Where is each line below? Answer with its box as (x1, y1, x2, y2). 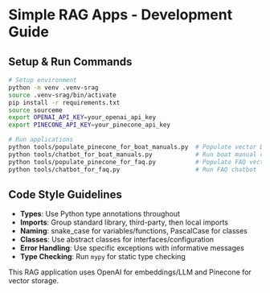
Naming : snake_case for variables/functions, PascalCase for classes (19, 226, 247, 236)
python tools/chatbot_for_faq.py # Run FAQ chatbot (8, 165, 257, 174)
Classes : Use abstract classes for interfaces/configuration (19, 235, 215, 245)
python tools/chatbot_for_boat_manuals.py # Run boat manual (8, 151, 257, 159)
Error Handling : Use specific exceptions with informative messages (19, 243, 245, 253)
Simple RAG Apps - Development (8, 6, 233, 24)
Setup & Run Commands (8, 55, 133, 68)
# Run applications (8, 135, 74, 144)
